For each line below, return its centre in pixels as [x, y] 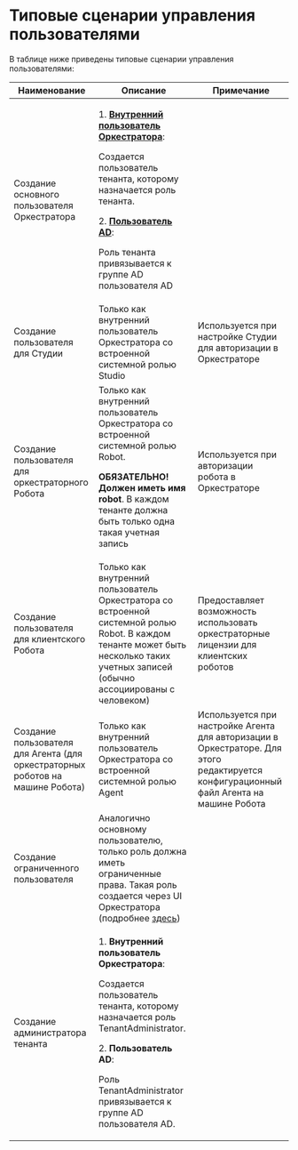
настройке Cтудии [238, 336]
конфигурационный [240, 781]
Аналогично [124, 817]
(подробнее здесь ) [139, 918]
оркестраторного [51, 482]
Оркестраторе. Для [240, 748]
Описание [144, 90]
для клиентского [50, 639]
